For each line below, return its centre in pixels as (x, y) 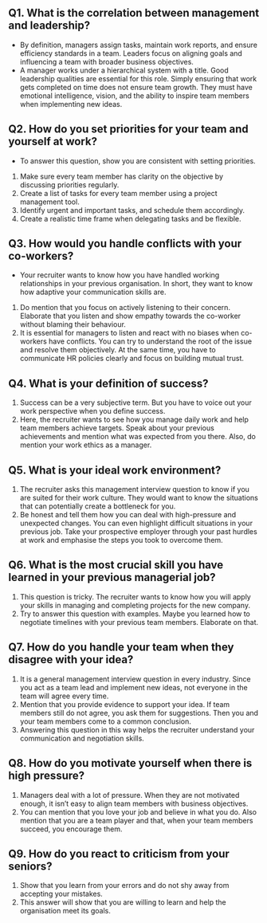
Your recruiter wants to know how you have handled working (120, 275)
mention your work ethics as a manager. (86, 445)
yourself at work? (53, 141)
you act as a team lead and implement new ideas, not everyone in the (134, 687)
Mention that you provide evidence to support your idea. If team (125, 704)
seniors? (30, 866)
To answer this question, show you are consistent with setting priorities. (138, 161)
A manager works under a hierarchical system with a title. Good (124, 70)
